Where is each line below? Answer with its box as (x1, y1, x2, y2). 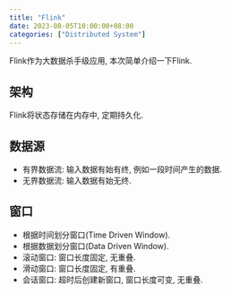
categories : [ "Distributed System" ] (9, 30, 146, 39)
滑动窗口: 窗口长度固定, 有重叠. (21, 263, 136, 273)
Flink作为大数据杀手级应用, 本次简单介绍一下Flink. (9, 56, 192, 66)
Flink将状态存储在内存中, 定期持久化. (9, 109, 144, 121)
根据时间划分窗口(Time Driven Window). (21, 229, 171, 240)
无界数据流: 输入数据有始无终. (21, 176, 132, 186)
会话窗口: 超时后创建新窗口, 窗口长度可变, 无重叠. (21, 274, 203, 285)
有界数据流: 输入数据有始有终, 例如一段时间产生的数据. (21, 164, 222, 175)
